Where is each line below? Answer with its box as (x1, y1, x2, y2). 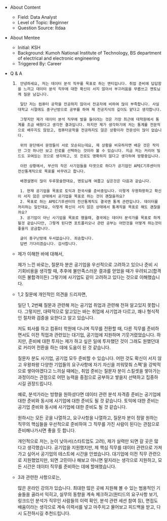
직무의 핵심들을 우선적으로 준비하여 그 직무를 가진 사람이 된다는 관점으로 (17, 421, 160, 427)
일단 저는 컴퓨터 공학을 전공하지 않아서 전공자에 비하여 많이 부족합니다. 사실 (20, 102, 159, 107)
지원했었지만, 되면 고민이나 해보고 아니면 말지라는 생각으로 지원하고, (23, 457, 157, 463)
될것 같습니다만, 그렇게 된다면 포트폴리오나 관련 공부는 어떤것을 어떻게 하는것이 (17, 221, 162, 226)
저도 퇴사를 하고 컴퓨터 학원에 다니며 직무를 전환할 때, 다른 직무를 (17, 326, 146, 331)
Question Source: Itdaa (17, 25, 66, 31)
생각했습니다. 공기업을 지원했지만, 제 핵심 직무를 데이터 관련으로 (27, 445, 153, 450)
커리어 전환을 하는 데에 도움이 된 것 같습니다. (23, 344, 111, 350)
